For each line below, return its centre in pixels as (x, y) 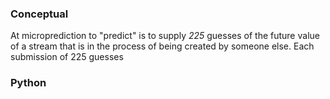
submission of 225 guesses (67, 57)
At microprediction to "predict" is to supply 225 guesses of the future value (165, 36)
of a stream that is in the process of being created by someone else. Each (162, 46)
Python (28, 83)
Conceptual (39, 14)
